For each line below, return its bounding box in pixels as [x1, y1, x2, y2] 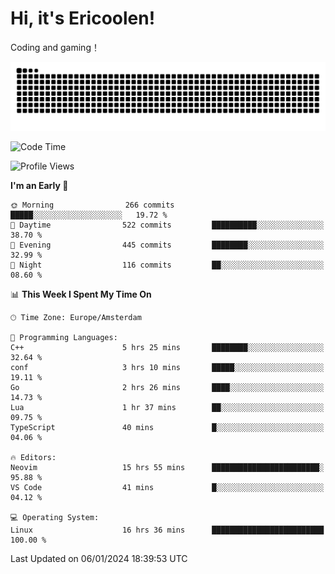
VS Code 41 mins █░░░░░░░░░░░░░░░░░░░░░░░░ [10, 482, 325, 492]
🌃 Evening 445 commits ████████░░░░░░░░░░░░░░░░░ [10, 240, 325, 250]
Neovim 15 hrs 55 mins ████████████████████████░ [10, 462, 325, 472]
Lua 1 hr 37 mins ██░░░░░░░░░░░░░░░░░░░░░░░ [10, 402, 325, 412]
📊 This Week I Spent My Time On [10, 288, 152, 300]
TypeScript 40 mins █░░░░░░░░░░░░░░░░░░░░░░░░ [10, 422, 325, 432]
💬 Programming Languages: [10, 332, 118, 342]
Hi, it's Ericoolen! [10, 7, 156, 30]
